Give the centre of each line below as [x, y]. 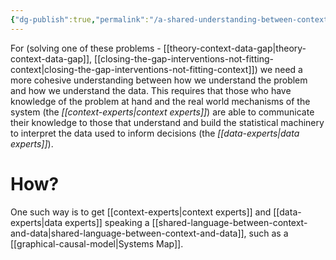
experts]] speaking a [107, 222]
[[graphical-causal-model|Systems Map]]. [97, 243]
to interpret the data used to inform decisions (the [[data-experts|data [155, 133]
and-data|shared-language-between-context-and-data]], [128, 233]
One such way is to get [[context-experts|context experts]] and [141, 212]
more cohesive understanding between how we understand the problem [159, 80]
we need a [281, 69]
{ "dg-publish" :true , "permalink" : [80, 19]
